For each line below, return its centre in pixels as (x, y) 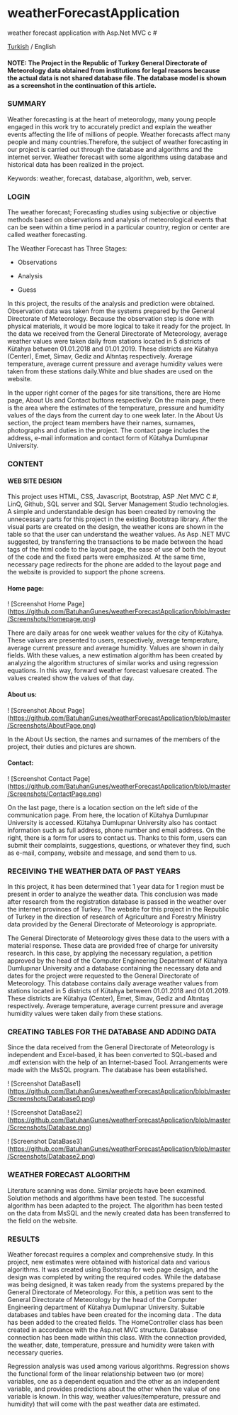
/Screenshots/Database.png (49, 1127)
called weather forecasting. (47, 235)
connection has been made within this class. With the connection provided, (117, 1338)
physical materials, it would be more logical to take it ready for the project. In (119, 326)
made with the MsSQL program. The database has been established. (107, 1070)
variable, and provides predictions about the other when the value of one (114, 1389)
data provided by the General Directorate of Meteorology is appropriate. (112, 924)
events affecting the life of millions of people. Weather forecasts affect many (119, 134)
